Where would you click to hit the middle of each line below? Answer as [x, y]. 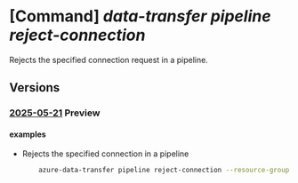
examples [28, 134]
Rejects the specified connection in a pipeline [105, 154]
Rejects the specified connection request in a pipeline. [109, 60]
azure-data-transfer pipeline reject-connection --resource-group [164, 171]
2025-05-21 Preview [55, 113]
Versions [35, 88]
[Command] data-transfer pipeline [140, 16]
